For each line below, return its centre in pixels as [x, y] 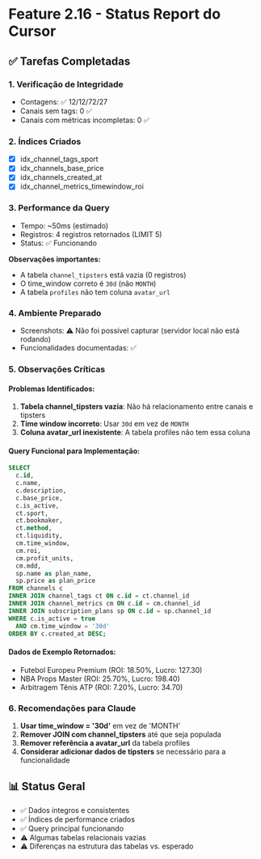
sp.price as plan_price [55, 581]
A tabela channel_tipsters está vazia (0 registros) [103, 274]
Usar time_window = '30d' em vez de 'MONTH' [100, 725]
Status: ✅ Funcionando [58, 243]
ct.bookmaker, [39, 521]
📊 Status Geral [47, 787]
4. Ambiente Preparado [55, 313]
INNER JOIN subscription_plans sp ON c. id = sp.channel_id [110, 611]
